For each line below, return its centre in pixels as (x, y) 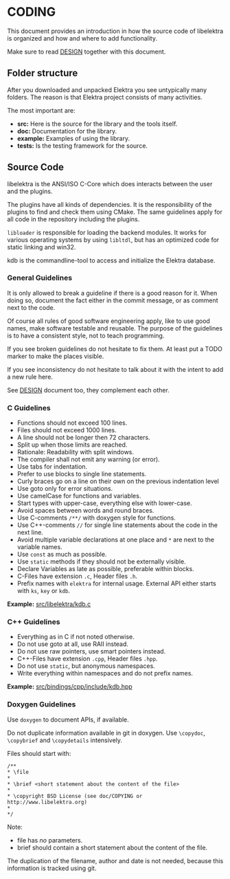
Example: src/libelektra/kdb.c (49, 604)
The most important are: (41, 110)
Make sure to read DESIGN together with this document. (87, 52)
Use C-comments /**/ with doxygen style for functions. (96, 518)
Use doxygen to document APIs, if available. (68, 720)
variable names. (40, 547)
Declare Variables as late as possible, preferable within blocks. (105, 569)
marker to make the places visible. (56, 356)
